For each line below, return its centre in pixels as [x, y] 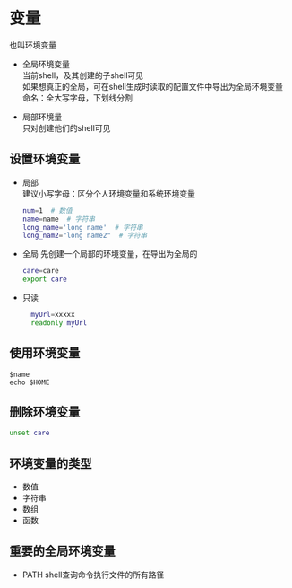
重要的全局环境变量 [62, 552]
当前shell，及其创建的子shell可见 [83, 75]
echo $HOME [30, 382]
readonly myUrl [59, 323]
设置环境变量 [45, 159]
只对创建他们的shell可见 [66, 127]
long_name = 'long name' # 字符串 [82, 227]
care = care [41, 271]
